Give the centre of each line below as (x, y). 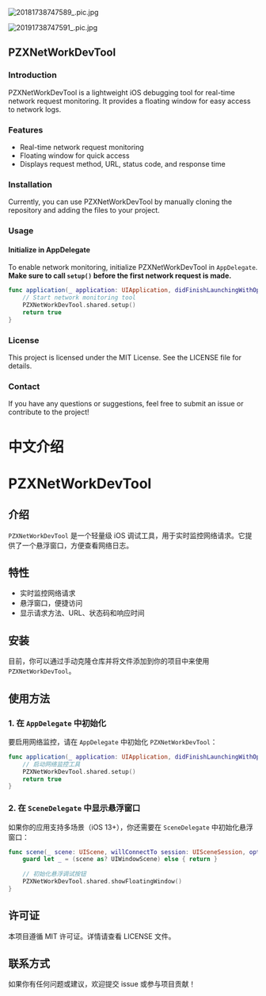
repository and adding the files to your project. (84, 210)
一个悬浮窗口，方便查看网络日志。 (77, 545)
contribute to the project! (49, 412)
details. (20, 366)
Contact (24, 386)
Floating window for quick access (74, 156)
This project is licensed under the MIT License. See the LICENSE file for (125, 358)
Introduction (32, 75)
